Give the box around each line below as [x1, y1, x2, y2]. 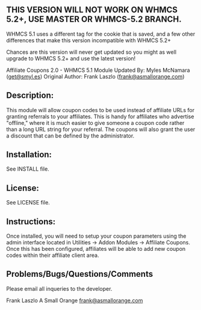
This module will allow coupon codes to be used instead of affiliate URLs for [6, 106, 194, 113]
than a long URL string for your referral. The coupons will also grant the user [6, 125, 196, 133]
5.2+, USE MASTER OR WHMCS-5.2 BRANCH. [6, 14, 182, 25]
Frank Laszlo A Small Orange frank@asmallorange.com [6, 297, 143, 304]
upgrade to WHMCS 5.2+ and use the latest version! [6, 54, 136, 62]
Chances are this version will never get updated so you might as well [6, 48, 176, 55]
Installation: [6, 150, 52, 160]
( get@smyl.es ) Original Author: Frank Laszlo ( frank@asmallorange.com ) [6, 72, 185, 80]
